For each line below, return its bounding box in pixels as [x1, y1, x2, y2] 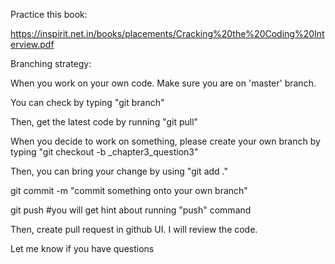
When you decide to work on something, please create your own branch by [10, 135, 321, 147]
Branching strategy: [10, 58, 92, 69]
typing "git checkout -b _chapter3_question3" [10, 146, 199, 158]
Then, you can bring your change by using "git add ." [10, 165, 228, 177]
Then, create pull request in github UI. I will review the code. [10, 224, 258, 235]
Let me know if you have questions [10, 243, 155, 254]
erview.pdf [10, 39, 55, 50]
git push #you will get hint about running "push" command [10, 204, 252, 216]
